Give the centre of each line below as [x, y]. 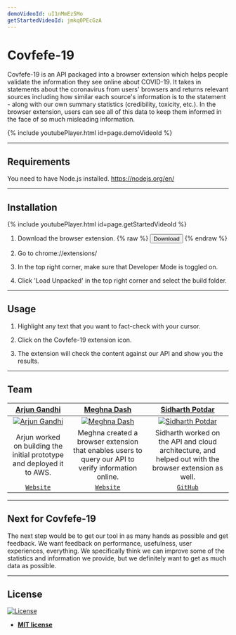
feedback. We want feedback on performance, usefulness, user [100, 543]
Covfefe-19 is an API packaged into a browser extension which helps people [118, 75]
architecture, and [188, 450]
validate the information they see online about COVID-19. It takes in [104, 82]
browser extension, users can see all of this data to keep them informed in [114, 112]
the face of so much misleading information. [71, 120]
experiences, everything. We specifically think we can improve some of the [116, 551]
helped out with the [188, 459]
